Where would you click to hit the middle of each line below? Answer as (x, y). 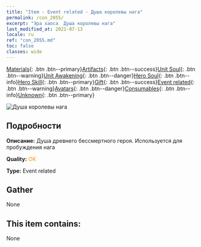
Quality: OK (21, 159)
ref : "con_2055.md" (31, 40)
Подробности (34, 126)
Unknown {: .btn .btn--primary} (56, 95)
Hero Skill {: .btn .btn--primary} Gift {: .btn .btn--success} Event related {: (106, 82)
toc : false (20, 46)
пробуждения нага (31, 147)
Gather (20, 190)
